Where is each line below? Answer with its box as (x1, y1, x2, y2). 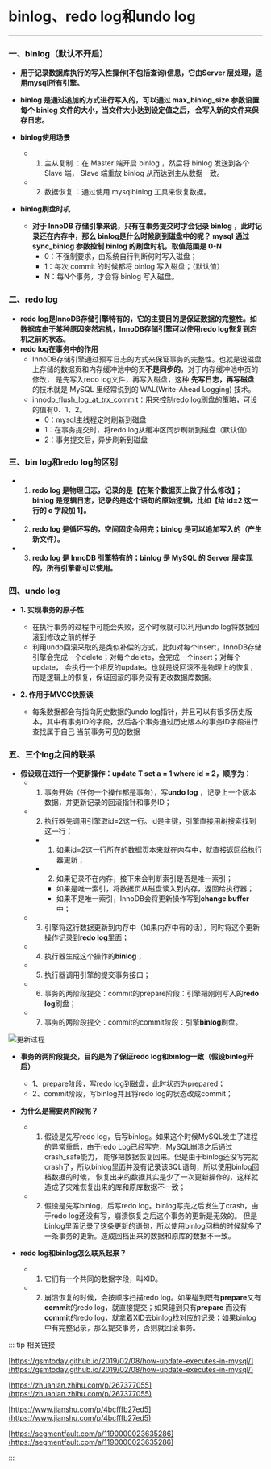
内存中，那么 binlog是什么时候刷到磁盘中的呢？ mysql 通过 (53, 232, 250, 241)
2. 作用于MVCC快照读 (19, 690, 94, 699)
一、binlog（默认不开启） (8, 48, 108, 59)
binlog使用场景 (19, 132, 71, 142)
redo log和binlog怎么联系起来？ (19, 1248, 127, 1258)
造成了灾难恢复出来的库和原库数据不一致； (44, 1183, 186, 1192)
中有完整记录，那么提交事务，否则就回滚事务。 (44, 1323, 200, 1333)
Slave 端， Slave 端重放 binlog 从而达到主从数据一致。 (44, 169, 224, 178)
